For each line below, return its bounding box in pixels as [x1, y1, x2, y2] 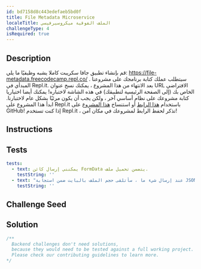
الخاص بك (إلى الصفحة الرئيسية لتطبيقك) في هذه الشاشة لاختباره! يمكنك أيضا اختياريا [6, 88, 194, 95]
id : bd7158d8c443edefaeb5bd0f [6, 8, 82, 15]
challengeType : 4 [6, 25, 50, 32]
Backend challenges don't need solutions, [11, 241, 119, 247]
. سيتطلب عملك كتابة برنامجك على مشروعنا [89, 75, 187, 82]
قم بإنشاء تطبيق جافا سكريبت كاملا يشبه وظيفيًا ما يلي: [6, 69, 127, 76]
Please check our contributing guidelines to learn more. [11, 252, 160, 258]
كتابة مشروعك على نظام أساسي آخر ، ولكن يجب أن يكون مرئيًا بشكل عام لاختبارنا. [6, 94, 190, 102]
